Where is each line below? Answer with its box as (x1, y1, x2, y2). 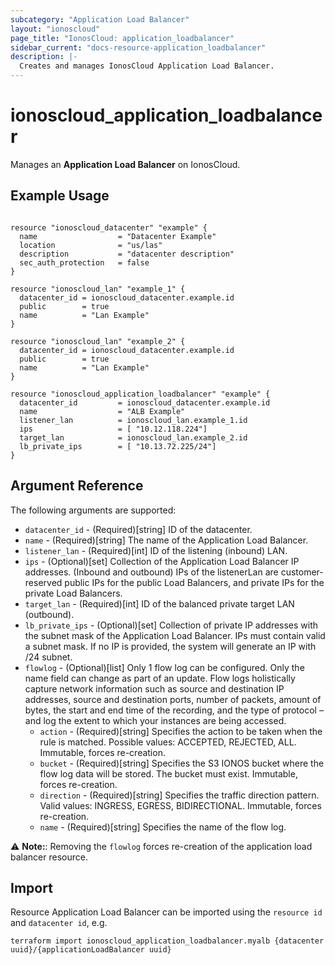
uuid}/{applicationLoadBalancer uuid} (10, 945, 172, 955)
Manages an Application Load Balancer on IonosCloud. (10, 158, 241, 170)
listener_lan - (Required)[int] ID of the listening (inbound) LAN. (24, 544, 288, 556)
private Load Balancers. (24, 587, 123, 599)
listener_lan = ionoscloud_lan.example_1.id (19, 415, 248, 425)
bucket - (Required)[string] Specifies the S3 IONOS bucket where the (39, 757, 325, 769)
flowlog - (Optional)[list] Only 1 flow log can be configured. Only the (24, 661, 305, 673)
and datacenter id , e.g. (10, 917, 108, 929)
